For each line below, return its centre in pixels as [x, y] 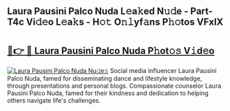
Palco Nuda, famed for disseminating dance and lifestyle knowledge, [105, 78]
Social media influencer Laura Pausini [163, 71]
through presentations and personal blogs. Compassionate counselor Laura [114, 86]
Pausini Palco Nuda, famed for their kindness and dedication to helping [108, 93]
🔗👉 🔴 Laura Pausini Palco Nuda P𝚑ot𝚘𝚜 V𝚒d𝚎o [111, 51]
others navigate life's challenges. [54, 100]
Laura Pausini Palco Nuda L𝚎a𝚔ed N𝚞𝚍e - [98, 11]
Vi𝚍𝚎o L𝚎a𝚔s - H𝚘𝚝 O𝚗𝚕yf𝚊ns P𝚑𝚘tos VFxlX [125, 22]
